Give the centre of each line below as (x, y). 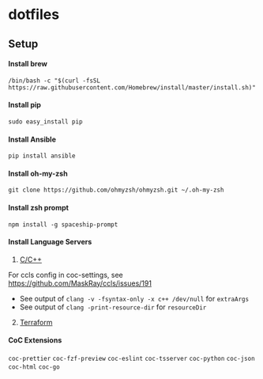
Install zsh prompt (39, 207)
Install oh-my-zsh (38, 173)
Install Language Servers (50, 242)
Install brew (28, 64)
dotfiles (34, 15)
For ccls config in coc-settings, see (66, 275)
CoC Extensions (35, 340)
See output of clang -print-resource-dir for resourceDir (113, 307)
